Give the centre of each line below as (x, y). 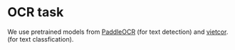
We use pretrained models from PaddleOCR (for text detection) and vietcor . (118, 32)
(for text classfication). (41, 39)
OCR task (36, 12)
